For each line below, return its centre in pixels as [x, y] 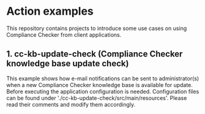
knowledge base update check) [68, 63]
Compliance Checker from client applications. [64, 34]
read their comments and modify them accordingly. [71, 104]
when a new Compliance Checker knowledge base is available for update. [99, 85]
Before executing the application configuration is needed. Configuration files [103, 91]
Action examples [50, 11]
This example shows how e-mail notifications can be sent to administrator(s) [103, 78]
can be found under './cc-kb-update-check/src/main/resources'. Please [97, 98]
